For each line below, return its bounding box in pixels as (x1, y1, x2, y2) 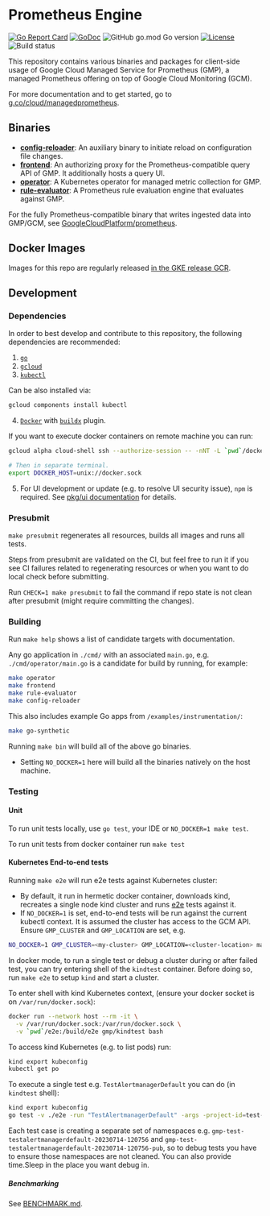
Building (8, 616, 42, 627)
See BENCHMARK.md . (8, 1199, 83, 1209)
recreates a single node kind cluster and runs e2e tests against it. (19, 900, 237, 910)
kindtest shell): (8, 1088, 59, 1098)
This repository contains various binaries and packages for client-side (8, 56, 240, 66)
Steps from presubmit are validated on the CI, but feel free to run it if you (8, 554, 249, 565)
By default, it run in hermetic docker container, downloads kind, (19, 891, 231, 901)
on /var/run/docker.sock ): (8, 997, 96, 1006)
